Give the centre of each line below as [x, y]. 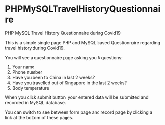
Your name [23, 67]
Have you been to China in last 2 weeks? [53, 77]
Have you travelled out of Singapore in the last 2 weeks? [69, 83]
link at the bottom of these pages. [39, 117]
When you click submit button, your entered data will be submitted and [77, 97]
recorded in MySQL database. [35, 102]
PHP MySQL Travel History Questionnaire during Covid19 [63, 33]
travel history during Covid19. [35, 48]
